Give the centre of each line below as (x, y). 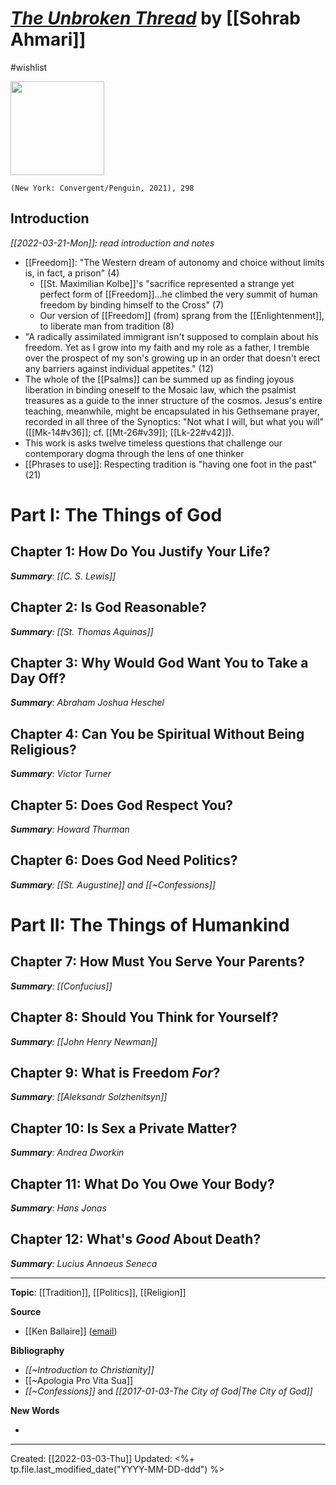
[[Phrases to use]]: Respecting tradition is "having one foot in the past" (170, 464)
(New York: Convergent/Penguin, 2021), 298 (102, 188)
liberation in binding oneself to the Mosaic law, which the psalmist (160, 389)
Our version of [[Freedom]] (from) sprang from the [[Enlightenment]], (182, 315)
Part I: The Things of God (116, 514)
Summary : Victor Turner (61, 774)
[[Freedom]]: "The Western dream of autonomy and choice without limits (174, 262)
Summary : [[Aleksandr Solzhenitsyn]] (89, 1097)
